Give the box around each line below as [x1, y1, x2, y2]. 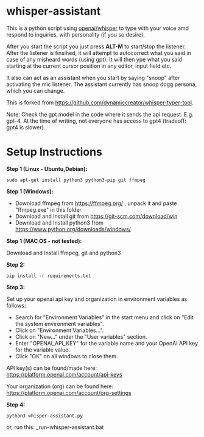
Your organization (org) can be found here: [6, 383, 114, 390]
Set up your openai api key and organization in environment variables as [6, 295, 188, 303]
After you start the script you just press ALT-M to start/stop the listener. [6, 43, 186, 50]
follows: [6, 302, 26, 309]
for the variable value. [15, 346, 71, 353]
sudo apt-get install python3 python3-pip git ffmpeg [6, 177, 146, 183]
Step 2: [6, 261, 26, 268]
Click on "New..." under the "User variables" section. [15, 333, 147, 340]
